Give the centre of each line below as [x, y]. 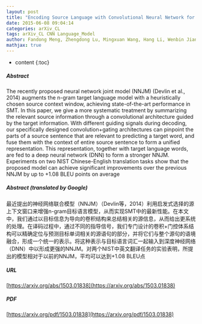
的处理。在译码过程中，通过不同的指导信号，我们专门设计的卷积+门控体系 [98, 226]
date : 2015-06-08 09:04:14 [40, 23]
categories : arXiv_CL [33, 28]
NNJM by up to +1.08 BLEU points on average [63, 174]
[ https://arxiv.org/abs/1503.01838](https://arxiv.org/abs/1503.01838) [91, 285]
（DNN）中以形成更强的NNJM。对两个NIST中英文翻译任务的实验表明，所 [97, 248]
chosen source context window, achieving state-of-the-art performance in [98, 104]
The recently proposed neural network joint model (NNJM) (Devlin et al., [96, 91]
